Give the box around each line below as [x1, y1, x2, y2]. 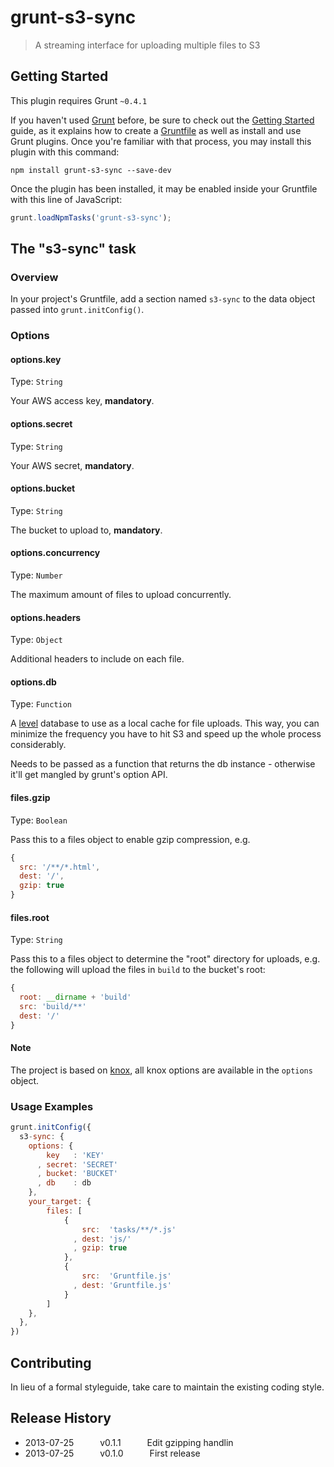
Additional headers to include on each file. [10, 653, 185, 665]
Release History [10, 1410, 112, 1427]
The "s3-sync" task [10, 241, 137, 258]
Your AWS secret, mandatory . [10, 459, 135, 471]
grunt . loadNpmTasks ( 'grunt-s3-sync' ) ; [10, 212, 172, 223]
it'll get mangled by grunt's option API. [10, 769, 168, 781]
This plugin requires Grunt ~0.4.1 [10, 94, 148, 106]
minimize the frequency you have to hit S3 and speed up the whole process [10, 728, 322, 740]
